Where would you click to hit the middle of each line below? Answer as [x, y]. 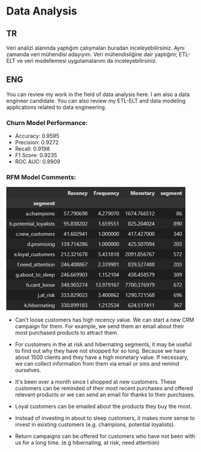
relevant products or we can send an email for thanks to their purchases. [105, 395]
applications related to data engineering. [56, 107]
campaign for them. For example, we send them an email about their [100, 326]
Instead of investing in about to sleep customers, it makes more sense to [105, 418]
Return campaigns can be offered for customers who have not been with [105, 436]
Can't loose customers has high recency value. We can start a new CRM [104, 320]
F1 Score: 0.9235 [36, 155]
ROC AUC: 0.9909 [37, 162]
